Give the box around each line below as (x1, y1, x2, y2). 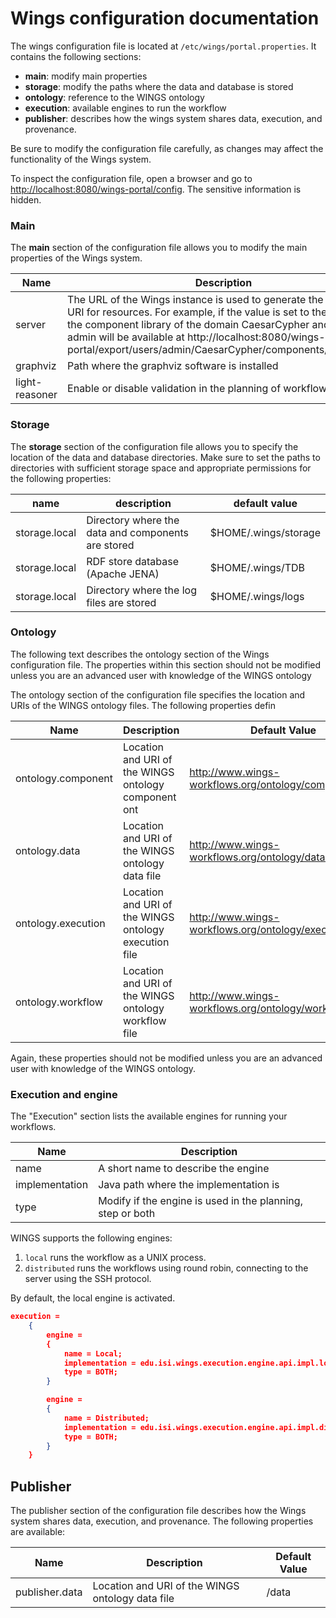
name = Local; (63, 1348, 123, 1359)
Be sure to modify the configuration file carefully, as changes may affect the (10, 142, 324, 154)
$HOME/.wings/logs (209, 589, 305, 603)
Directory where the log (86, 583, 197, 597)
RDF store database (86, 554, 180, 568)
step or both (98, 1207, 156, 1221)
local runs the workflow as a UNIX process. (24, 1252, 207, 1264)
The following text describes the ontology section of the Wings (10, 648, 270, 660)
